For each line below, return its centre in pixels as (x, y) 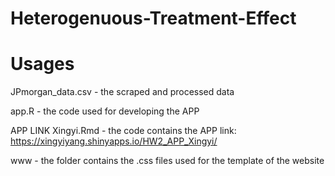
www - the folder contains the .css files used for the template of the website (167, 161)
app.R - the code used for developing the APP (105, 111)
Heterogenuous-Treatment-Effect (153, 18)
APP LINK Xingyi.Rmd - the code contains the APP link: (123, 131)
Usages (42, 64)
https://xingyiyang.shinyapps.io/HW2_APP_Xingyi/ (114, 141)
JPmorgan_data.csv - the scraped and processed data (122, 92)
